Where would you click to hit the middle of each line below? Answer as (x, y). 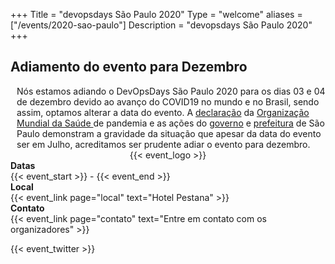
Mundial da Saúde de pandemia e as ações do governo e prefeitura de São (170, 123)
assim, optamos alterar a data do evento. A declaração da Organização (163, 112)
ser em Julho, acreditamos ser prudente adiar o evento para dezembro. (163, 144)
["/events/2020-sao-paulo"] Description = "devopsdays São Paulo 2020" (161, 25)
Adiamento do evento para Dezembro (129, 67)
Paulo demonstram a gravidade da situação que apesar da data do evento (169, 133)
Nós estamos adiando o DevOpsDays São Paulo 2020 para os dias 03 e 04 (171, 91)
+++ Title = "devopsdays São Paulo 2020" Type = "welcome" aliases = (156, 14)
